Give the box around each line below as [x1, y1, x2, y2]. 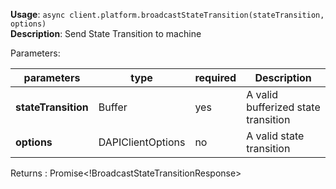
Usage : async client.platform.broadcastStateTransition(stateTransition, [10, 9, 325, 20]
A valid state [246, 129, 305, 143]
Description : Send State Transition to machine [10, 28, 202, 39]
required [194, 71, 237, 84]
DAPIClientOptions [98, 135, 186, 149]
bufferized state [246, 100, 321, 114]
